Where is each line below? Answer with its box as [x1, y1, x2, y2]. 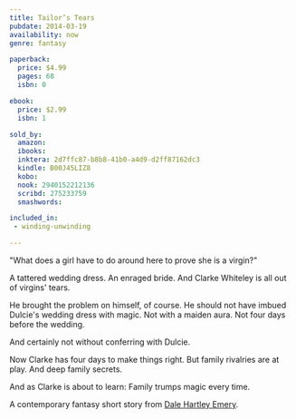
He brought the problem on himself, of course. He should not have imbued [9, 300, 287, 310]
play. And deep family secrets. [9, 364, 123, 375]
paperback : [9, 55, 51, 64]
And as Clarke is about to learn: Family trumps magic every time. [9, 382, 251, 392]
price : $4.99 [17, 63, 67, 73]
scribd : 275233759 [17, 189, 88, 198]
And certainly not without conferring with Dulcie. [9, 336, 191, 347]
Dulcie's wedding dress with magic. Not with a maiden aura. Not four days [9, 309, 286, 320]
